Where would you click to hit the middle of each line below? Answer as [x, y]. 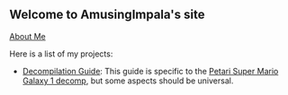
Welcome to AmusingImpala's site [107, 15]
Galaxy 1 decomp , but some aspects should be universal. [128, 81]
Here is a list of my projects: [61, 54]
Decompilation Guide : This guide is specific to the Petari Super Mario [150, 71]
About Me [28, 36]
